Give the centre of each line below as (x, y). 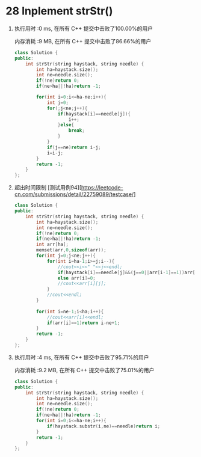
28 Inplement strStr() (59, 11)
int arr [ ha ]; (53, 245)
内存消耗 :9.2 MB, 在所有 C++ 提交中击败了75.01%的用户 (84, 370)
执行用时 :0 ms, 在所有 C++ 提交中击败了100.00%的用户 (83, 28)
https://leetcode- (102, 188)
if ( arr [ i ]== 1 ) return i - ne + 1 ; (83, 323)
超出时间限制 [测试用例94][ (48, 188)
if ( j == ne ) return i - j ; (74, 147)
